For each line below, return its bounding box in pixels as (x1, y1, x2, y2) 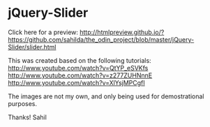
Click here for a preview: (8, 28, 79, 36)
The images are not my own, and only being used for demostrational (8, 92, 204, 100)
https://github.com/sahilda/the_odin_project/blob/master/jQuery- (8, 35, 195, 43)
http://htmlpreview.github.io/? (80, 28, 165, 36)
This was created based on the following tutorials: (8, 56, 152, 64)
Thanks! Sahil (8, 113, 47, 121)
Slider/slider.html (8, 43, 57, 51)
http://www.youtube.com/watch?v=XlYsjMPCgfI (8, 78, 145, 87)
